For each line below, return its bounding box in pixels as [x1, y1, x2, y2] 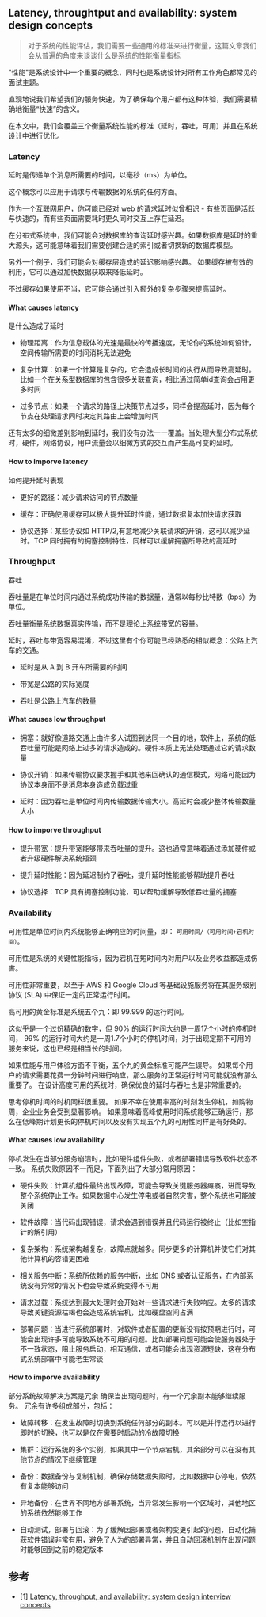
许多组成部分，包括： [44, 1401, 115, 1410]
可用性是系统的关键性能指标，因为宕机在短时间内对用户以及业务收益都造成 [8, 953, 251, 963]
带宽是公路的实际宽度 [19, 679, 89, 688]
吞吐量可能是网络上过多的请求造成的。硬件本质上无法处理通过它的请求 [19, 743, 249, 753]
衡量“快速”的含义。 [21, 104, 85, 113]
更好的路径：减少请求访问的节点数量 [19, 492, 139, 501]
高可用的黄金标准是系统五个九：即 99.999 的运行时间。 [8, 1006, 188, 1016]
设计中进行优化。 [8, 131, 64, 140]
